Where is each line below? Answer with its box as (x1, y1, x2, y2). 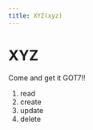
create (19, 97, 42, 107)
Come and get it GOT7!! (8, 73, 86, 83)
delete (19, 114, 42, 124)
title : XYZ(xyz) (8, 11, 63, 20)
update (19, 105, 44, 115)
